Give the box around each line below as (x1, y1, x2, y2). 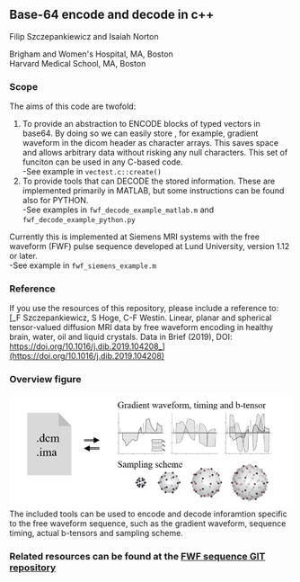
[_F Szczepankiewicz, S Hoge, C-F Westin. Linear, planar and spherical (9, 312, 272, 323)
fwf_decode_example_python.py (22, 216, 137, 225)
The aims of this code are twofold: (9, 101, 137, 112)
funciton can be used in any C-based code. (22, 157, 183, 167)
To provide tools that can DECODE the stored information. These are (22, 175, 276, 187)
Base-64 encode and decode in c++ (9, 7, 215, 22)
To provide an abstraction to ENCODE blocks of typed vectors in (22, 119, 260, 130)
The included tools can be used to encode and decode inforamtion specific (9, 508, 287, 520)
